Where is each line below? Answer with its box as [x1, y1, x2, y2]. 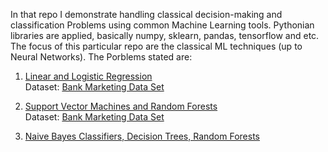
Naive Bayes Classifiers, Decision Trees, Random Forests [24, 130, 260, 142]
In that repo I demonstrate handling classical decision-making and [10, 9, 283, 20]
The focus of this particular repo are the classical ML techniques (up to [10, 40, 303, 52]
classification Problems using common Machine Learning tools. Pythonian [10, 19, 315, 31]
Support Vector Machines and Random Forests [24, 100, 218, 112]
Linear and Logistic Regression [24, 70, 153, 82]
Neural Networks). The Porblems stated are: [10, 51, 193, 63]
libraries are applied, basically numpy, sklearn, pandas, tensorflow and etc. [10, 30, 320, 41]
